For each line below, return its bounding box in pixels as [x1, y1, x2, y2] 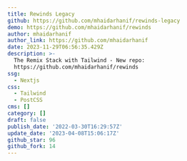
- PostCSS [14, 97, 43, 104]
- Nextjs [14, 76, 40, 84]
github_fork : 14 [7, 143, 56, 150]
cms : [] [7, 103, 31, 110]
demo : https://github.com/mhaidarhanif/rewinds [7, 24, 152, 31]
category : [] [7, 110, 46, 117]
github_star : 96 [7, 136, 56, 143]
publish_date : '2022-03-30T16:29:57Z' [7, 123, 123, 130]
